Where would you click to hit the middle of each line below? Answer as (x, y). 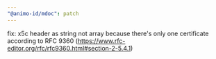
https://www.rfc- (101, 41)
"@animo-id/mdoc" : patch (43, 14)
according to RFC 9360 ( (43, 41)
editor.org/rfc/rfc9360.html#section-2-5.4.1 (69, 48)
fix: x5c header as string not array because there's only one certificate (108, 33)
